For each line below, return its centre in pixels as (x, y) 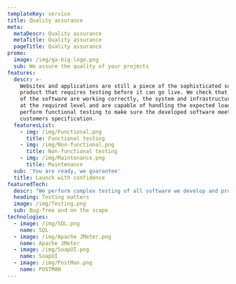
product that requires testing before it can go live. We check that (124, 92)
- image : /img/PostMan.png (53, 263)
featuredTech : (28, 184)
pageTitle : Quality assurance (58, 47)
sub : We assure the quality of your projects (81, 66)
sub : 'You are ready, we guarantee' (67, 171)
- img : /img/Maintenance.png (63, 158)
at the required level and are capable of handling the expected (118, 106)
